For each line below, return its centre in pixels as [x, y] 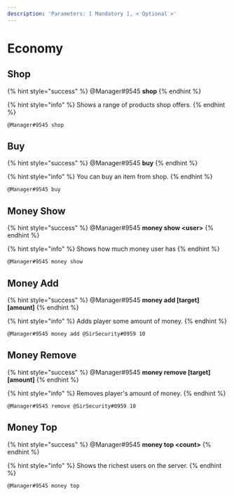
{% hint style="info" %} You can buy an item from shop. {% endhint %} [110, 177]
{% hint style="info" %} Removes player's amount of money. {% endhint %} [117, 393]
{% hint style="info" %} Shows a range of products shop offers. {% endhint [116, 104]
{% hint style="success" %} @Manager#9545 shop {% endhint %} [104, 91]
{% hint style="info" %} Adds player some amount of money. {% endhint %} [117, 321]
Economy [35, 48]
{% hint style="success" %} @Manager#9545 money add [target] [103, 300]
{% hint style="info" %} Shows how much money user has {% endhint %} [114, 249]
